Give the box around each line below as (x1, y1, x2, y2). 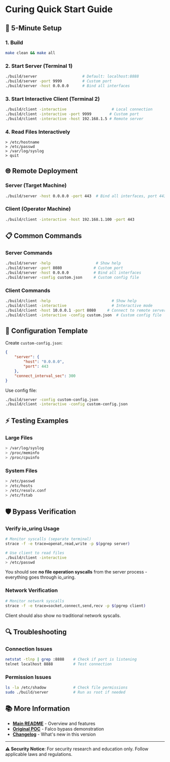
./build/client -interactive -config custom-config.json (5, 402, 128, 407)
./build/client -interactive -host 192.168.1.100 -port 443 (5, 217, 135, 222)
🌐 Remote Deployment (5, 167, 78, 175)
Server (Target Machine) (5, 182, 67, 189)
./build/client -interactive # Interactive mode (5, 303, 153, 308)
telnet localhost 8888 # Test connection (5, 662, 112, 667)
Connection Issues (5, 645, 53, 652)
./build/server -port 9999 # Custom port (5, 79, 112, 84)
